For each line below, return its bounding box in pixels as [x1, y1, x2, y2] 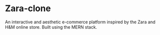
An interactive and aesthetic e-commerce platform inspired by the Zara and [5, 19, 156, 25]
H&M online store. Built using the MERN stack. [5, 24, 97, 30]
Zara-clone [5, 3, 51, 14]
